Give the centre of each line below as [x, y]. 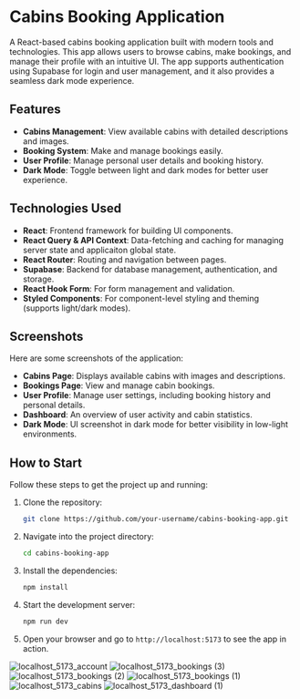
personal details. [54, 405]
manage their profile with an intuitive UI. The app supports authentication [147, 61]
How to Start [46, 463]
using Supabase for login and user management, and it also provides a [142, 71]
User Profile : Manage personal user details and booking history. [143, 160]
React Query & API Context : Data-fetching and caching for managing [153, 240]
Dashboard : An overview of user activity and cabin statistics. [137, 415]
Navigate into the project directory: [88, 537]
